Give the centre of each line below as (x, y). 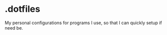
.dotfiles (23, 9)
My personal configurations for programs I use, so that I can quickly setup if (83, 23)
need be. (14, 28)
